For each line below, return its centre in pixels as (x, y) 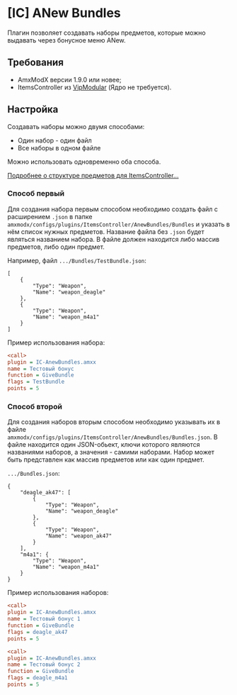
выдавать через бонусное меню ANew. (67, 40)
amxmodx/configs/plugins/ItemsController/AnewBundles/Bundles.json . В (112, 437)
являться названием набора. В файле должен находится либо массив (114, 239)
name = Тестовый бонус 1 (44, 619)
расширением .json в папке (50, 216)
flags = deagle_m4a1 (38, 678)
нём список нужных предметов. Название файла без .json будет (106, 231)
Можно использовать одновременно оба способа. (84, 162)
